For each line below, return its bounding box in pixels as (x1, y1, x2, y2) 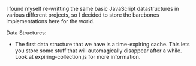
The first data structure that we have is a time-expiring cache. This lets (14, 41, 190, 48)
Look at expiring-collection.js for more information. (14, 54, 141, 60)
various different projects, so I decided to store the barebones (6, 11, 159, 18)
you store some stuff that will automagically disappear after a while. (14, 47, 182, 54)
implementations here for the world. (6, 18, 95, 24)
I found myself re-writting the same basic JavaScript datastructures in (6, 5, 179, 12)
